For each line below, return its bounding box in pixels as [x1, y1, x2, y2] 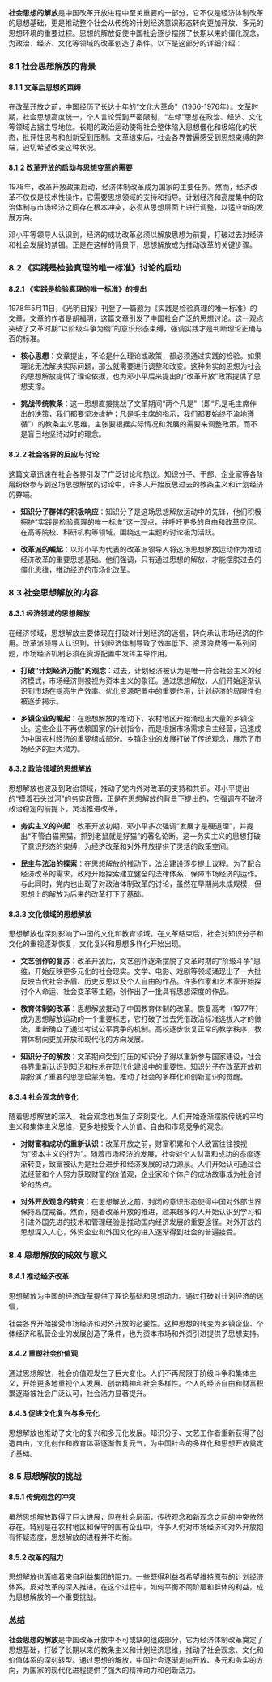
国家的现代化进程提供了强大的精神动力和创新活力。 [29, 1665, 200, 1675]
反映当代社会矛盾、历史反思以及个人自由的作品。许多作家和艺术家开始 [19, 976, 255, 986]
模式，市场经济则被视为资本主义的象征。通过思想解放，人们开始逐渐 [27, 676, 255, 685]
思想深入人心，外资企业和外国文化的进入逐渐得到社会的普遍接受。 [19, 1227, 240, 1237]
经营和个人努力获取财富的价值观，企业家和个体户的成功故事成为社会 [27, 1170, 255, 1179]
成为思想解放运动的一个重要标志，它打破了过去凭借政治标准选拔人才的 [19, 1014, 255, 1024]
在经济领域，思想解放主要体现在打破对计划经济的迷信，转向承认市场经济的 [8, 628, 257, 638]
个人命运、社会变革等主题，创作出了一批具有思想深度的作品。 [27, 987, 233, 997]
